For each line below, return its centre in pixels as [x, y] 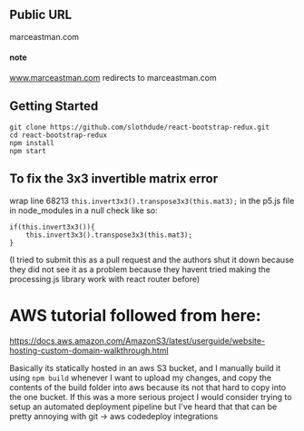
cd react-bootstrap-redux [58, 135]
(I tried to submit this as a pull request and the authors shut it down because [152, 260]
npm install [32, 143]
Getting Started [54, 107]
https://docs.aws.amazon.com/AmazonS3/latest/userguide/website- [137, 340]
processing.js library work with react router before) [105, 279]
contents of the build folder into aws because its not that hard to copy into [148, 387]
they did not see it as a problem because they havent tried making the [140, 269]
